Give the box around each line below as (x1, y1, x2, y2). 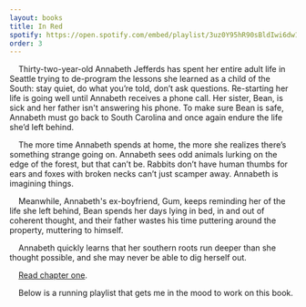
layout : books (9, 13, 64, 23)
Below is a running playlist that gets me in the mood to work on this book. (17, 288, 294, 299)
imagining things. (9, 179, 75, 189)
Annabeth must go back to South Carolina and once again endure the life (9, 112, 283, 123)
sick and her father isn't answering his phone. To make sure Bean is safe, (9, 102, 284, 114)
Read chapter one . (17, 270, 88, 281)
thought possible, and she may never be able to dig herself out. (9, 252, 248, 263)
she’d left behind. (9, 122, 75, 133)
